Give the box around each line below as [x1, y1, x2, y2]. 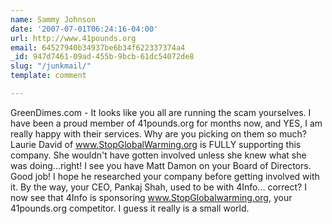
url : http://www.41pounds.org [10, 33, 137, 43]
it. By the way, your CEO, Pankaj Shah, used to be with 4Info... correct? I [10, 181, 307, 193]
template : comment [10, 71, 87, 81]
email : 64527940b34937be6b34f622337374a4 [10, 42, 186, 53]
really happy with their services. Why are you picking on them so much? [10, 127, 307, 140]
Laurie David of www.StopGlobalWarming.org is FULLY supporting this [10, 138, 302, 150]
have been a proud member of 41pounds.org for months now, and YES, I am [10, 117, 323, 129]
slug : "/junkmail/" [10, 61, 92, 71]
